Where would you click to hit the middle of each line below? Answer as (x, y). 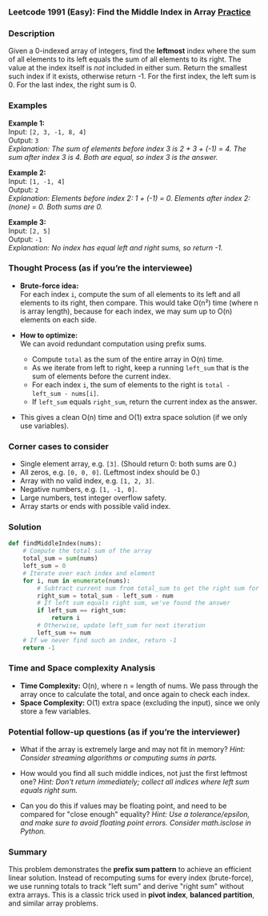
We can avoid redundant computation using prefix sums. (113, 343)
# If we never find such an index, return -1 (100, 640)
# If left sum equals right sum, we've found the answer (134, 603)
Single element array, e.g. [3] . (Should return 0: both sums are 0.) (128, 464)
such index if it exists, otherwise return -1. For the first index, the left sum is (132, 76)
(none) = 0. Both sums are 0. (56, 206)
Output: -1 (25, 239)
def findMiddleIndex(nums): (55, 544)
